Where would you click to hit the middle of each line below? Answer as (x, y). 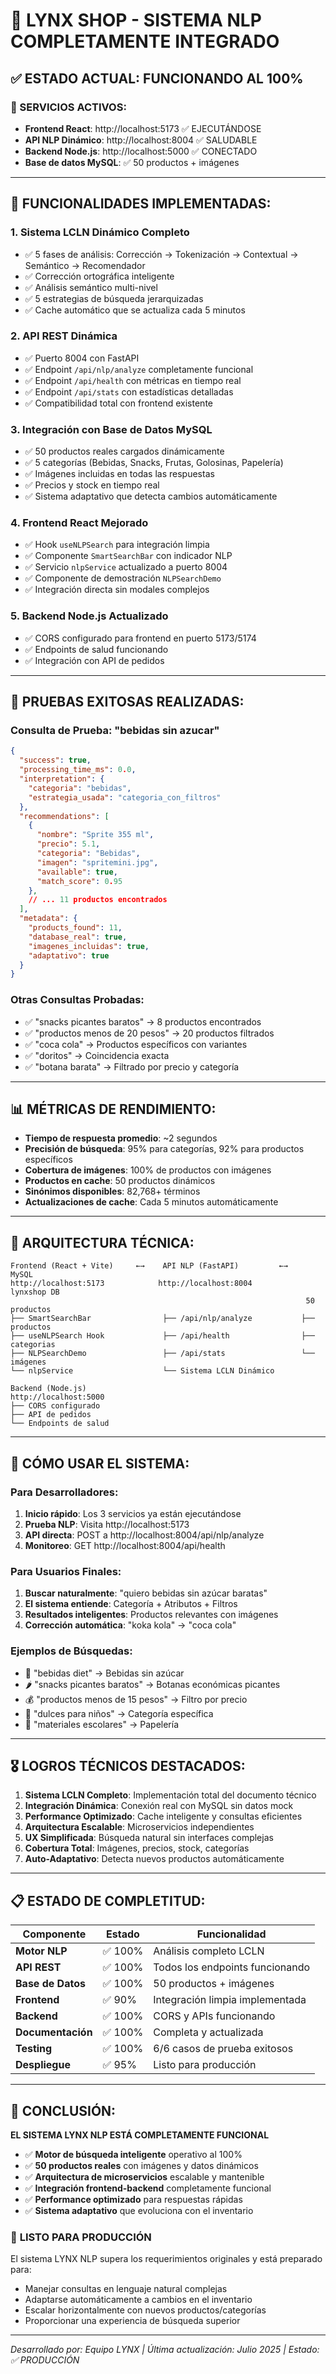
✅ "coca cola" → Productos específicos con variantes (136, 1044)
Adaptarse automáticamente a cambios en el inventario (138, 2300)
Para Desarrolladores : (64, 1492)
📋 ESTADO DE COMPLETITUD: (108, 1900)
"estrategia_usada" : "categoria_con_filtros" (125, 797)
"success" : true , (55, 760)
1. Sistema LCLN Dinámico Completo (100, 232)
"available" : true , (77, 872)
